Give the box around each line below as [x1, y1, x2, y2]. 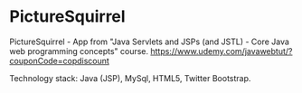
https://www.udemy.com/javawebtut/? [150, 45, 293, 56]
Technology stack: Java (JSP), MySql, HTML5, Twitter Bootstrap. [9, 72, 251, 83]
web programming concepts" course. [9, 45, 149, 56]
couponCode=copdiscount [9, 55, 110, 66]
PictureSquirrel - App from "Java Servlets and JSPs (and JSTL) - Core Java [9, 36, 289, 47]
